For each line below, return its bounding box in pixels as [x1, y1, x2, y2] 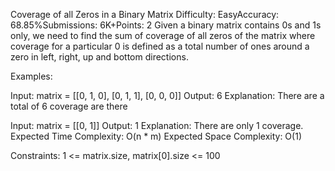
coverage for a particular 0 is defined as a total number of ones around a [10, 40, 310, 52]
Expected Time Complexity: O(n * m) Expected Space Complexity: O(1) [10, 130, 302, 142]
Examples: [10, 70, 53, 82]
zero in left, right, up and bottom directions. [10, 51, 189, 63]
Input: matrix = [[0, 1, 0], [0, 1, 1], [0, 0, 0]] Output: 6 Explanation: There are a [10, 90, 325, 101]
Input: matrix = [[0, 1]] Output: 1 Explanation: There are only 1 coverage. [10, 120, 304, 131]
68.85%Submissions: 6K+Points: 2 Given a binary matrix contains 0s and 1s [10, 19, 322, 31]
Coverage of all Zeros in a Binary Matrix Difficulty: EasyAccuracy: [10, 9, 280, 20]
